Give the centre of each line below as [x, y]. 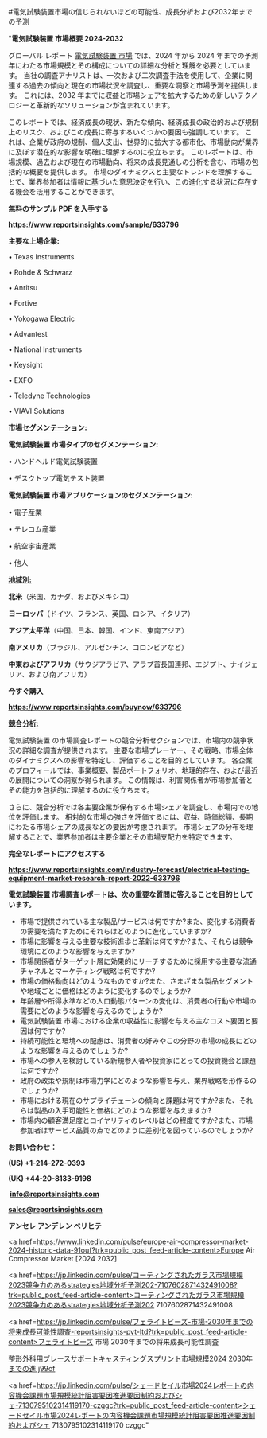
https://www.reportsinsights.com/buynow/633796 [95, 707]
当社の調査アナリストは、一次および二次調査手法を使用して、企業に [135, 75]
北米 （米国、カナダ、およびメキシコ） [71, 596]
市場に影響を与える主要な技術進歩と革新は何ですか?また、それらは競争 [136, 941]
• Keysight [25, 365]
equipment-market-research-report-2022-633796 [94, 878]
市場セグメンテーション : [48, 427]
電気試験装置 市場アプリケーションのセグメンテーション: [101, 495]
